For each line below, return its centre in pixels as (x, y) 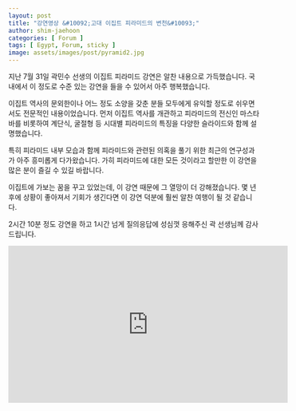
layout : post (30, 16)
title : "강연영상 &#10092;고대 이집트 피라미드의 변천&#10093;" (104, 23)
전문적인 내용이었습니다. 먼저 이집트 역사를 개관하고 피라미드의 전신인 (130, 113)
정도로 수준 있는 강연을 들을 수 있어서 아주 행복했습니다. (124, 86)
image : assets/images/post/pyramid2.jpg (77, 53)
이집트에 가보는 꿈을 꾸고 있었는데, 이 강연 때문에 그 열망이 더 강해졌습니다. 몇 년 (132, 187)
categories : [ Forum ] (46, 38)
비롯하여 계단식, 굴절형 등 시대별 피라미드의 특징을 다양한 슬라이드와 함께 (136, 123)
